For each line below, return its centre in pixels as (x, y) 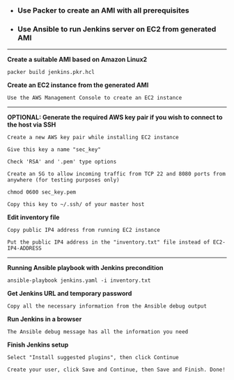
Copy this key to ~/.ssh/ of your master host (76, 205)
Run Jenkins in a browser (45, 319)
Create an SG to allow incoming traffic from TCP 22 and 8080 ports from (117, 174)
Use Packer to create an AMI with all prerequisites (103, 10)
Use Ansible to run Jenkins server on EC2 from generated (117, 29)
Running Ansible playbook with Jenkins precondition (85, 268)
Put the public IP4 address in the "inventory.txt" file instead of (109, 242)
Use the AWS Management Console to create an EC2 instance (95, 98)
